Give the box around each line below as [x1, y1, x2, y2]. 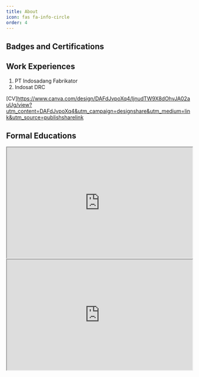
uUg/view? [6, 101, 32, 108]
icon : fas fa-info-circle [6, 14, 69, 20]
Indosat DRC [14, 83, 45, 90]
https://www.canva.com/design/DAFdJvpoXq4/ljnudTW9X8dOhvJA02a [17, 95, 190, 102]
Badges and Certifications [6, 41, 104, 51]
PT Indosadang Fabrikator [14, 77, 78, 84]
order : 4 [6, 19, 28, 25]
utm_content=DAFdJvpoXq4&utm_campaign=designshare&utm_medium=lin [6, 107, 190, 114]
